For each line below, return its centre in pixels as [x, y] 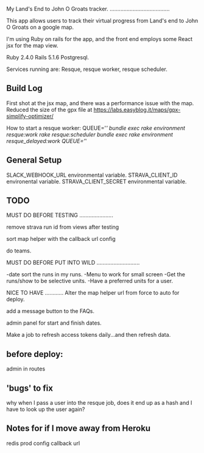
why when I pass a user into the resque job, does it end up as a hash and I [99, 403]
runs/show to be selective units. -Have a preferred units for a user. [90, 281]
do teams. [19, 251]
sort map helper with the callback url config [61, 239]
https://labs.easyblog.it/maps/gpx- [137, 109]
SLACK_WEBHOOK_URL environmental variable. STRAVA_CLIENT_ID [92, 175]
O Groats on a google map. [40, 27]
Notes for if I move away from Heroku [79, 428]
